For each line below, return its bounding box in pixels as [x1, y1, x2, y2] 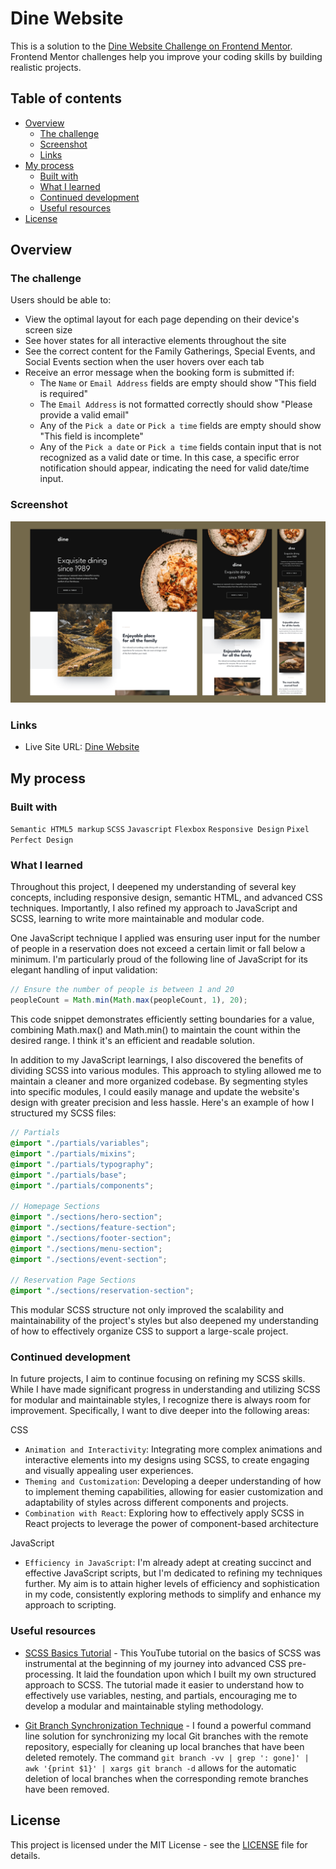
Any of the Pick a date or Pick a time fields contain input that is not [39, 441, 322, 453]
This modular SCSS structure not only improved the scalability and [10, 1304, 285, 1316]
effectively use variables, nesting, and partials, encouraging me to [24, 1689, 298, 1701]
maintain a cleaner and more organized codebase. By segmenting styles [10, 1075, 308, 1087]
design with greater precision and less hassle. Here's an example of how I [10, 1097, 315, 1109]
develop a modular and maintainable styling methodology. [24, 1700, 264, 1712]
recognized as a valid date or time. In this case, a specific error [39, 452, 300, 464]
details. [10, 1849, 41, 1861]
